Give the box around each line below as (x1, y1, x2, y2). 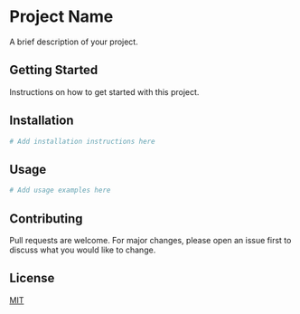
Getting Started (9, 62, 98, 78)
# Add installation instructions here (9, 137, 155, 146)
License (9, 271, 55, 286)
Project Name (9, 6, 114, 27)
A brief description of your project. (9, 36, 138, 47)
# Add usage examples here (9, 186, 111, 195)
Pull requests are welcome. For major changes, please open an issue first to (9, 234, 292, 245)
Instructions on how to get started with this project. (9, 86, 200, 97)
